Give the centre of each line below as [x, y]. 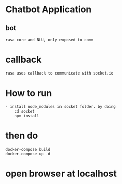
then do [22, 136]
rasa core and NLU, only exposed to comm [49, 40]
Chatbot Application [48, 9]
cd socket [25, 111]
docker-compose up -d [28, 154]
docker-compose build [28, 149]
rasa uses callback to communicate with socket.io [59, 73]
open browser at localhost [61, 174]
